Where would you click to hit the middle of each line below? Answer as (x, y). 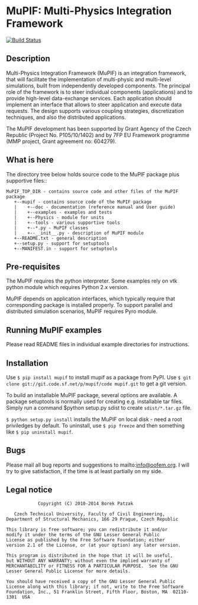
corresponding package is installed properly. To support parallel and (90, 305)
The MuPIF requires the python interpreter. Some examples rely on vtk (92, 281)
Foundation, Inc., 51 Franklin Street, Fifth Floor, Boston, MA (87, 592)
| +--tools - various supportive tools (67, 223)
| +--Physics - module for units (59, 217)
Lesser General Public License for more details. (69, 571)
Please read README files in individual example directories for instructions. (98, 344)
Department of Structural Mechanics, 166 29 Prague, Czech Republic (92, 519)
